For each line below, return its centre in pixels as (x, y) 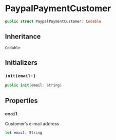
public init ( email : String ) (34, 86)
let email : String (24, 132)
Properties (21, 100)
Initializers (21, 63)
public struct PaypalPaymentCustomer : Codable (53, 21)
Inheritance (23, 37)
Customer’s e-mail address (32, 123)
